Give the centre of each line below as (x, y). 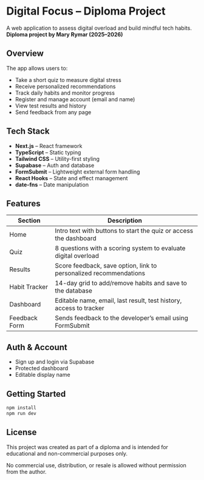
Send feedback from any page (53, 112)
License (22, 432)
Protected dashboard (42, 368)
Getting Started (36, 394)
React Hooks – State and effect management (71, 178)
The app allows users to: (37, 68)
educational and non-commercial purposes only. (67, 453)
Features (23, 204)
